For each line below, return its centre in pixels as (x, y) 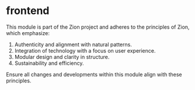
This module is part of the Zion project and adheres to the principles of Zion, (98, 27)
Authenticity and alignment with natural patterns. (73, 44)
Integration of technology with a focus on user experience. (85, 50)
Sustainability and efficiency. (49, 63)
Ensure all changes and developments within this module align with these (94, 74)
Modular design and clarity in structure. (62, 57)
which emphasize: (28, 33)
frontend (28, 11)
